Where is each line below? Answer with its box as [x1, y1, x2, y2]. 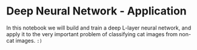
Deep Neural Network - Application [6, 4, 187, 18]
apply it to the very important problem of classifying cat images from [6, 30, 178, 37]
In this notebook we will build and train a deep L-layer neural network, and [6, 24, 192, 31]
